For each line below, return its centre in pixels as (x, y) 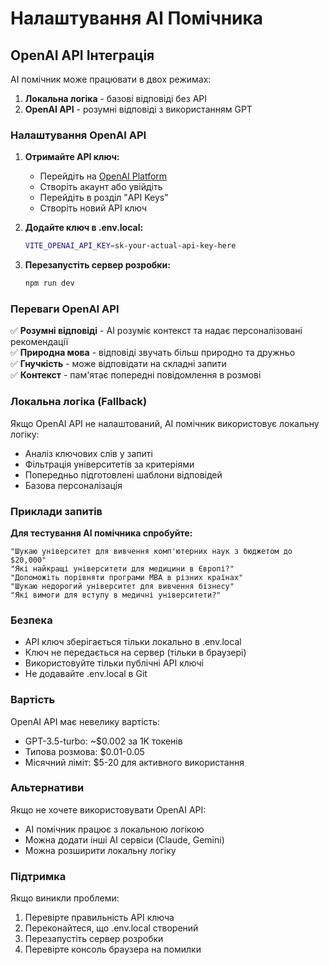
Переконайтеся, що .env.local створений (111, 928)
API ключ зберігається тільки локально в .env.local (133, 642)
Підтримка (38, 876)
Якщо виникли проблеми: (65, 898)
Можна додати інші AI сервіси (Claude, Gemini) (124, 839)
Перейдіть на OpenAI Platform (103, 176)
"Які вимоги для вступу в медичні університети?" (116, 595)
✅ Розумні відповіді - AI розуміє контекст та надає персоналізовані (156, 331)
